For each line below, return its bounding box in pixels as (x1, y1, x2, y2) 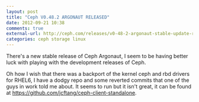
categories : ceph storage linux (6, 36, 86, 42)
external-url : (6, 31, 41, 37)
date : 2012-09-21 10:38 (6, 20, 65, 26)
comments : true (6, 25, 44, 31)
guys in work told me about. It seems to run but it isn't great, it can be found (6, 83, 191, 90)
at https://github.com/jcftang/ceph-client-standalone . (6, 90, 137, 96)
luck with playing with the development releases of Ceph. (6, 59, 146, 66)
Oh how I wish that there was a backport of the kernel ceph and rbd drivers (6, 71, 190, 77)
